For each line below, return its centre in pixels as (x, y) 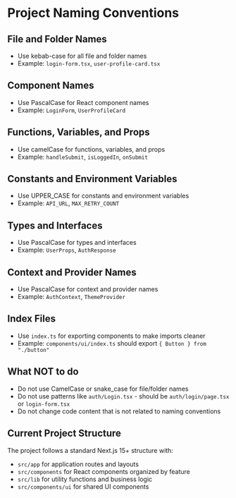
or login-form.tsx (44, 403)
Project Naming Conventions (93, 13)
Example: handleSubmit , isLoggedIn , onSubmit (82, 157)
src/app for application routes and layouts (78, 464)
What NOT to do (43, 372)
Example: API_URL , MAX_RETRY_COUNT (68, 203)
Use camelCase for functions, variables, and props (91, 149)
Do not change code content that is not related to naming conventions (119, 411)
